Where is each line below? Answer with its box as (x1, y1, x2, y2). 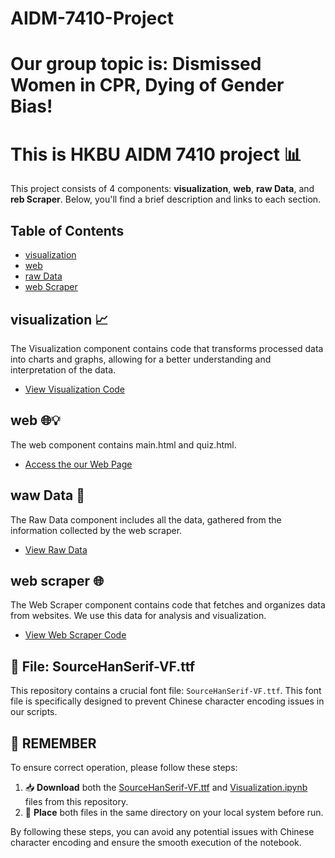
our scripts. (10, 706, 58, 718)
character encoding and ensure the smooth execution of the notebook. (10, 837, 302, 848)
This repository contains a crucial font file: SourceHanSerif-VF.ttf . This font (10, 685, 322, 697)
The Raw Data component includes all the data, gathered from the (10, 513, 282, 526)
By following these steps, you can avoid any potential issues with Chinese (10, 826, 315, 837)
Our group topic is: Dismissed (10, 53, 262, 76)
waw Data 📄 (10, 487, 85, 504)
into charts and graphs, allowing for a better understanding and (10, 353, 272, 365)
